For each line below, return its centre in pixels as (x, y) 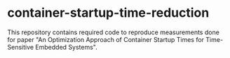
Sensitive (20, 47)
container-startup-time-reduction (108, 13)
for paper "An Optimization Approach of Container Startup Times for (106, 39)
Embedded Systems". (66, 47)
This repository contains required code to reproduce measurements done (113, 32)
